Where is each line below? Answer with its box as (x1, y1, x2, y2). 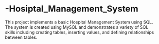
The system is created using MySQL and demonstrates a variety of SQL (5, 24, 149, 30)
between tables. (5, 34, 37, 40)
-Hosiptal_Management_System (5, 3, 139, 14)
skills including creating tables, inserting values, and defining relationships (5, 29, 154, 35)
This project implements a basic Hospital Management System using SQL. (5, 19, 153, 25)
